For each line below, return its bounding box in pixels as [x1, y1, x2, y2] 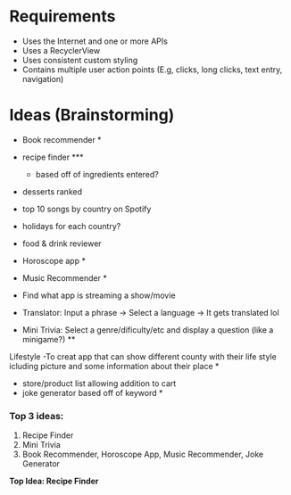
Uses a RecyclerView [21, 45, 101, 55]
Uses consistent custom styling [21, 54, 138, 65]
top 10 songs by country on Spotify [21, 203, 152, 214]
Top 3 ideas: [9, 409, 64, 422]
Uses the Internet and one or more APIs [21, 36, 168, 46]
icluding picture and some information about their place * [9, 360, 220, 371]
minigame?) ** [21, 334, 76, 344]
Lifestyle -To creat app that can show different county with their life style [9, 351, 277, 362]
